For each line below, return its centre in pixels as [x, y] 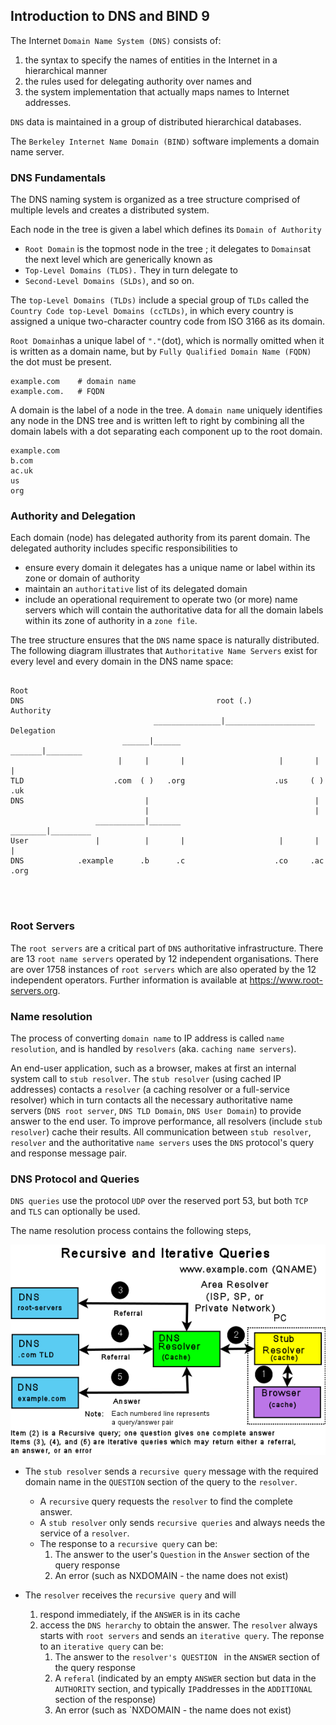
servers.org [34, 990]
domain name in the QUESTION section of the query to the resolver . [161, 1481]
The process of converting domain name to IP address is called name [147, 1038]
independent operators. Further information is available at [129, 980]
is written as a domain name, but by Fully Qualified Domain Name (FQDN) [161, 351]
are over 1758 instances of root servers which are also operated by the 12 [163, 969]
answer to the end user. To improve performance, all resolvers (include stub [166, 1121]
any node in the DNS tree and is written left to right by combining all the [157, 421]
